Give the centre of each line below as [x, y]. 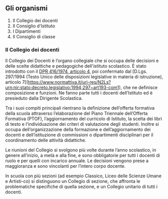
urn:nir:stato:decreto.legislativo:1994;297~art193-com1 [62, 87]
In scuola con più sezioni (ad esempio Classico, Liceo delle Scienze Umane [83, 176]
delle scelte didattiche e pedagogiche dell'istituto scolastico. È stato [76, 66]
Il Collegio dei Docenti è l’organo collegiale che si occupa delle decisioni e [82, 61]
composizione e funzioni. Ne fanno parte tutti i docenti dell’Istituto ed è [79, 93]
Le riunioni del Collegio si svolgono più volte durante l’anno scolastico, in [81, 150]
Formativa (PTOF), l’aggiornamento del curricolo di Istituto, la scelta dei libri [84, 119]
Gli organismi [26, 8]
